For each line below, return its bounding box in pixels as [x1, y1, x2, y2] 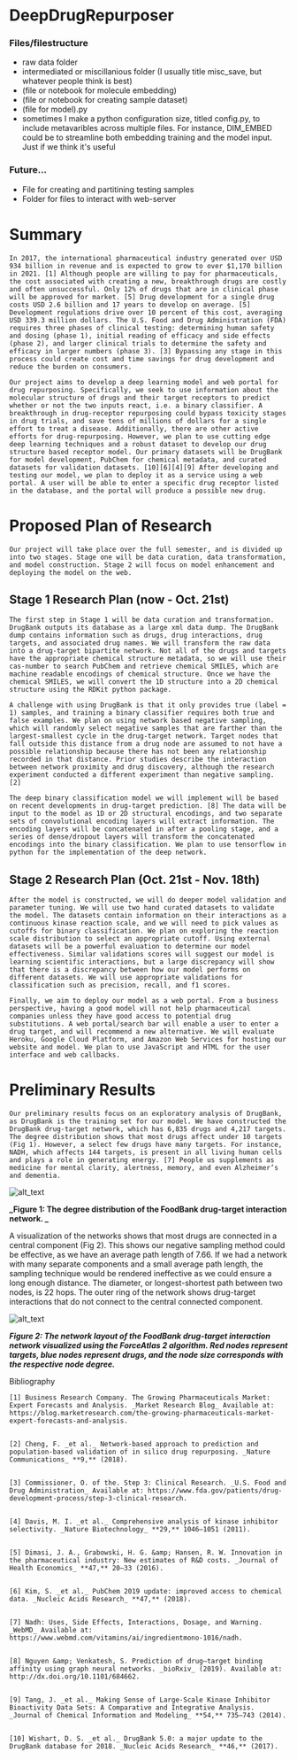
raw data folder [21, 57, 78, 67]
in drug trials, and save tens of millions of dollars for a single [9, 416, 267, 425]
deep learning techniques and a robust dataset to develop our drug [9, 439, 267, 448]
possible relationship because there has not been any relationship [9, 748, 267, 756]
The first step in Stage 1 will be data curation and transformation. [9, 616, 275, 624]
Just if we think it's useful [21, 142, 117, 152]
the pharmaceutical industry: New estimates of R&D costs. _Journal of [9, 1556, 278, 1565]
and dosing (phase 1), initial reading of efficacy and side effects [9, 331, 271, 340]
